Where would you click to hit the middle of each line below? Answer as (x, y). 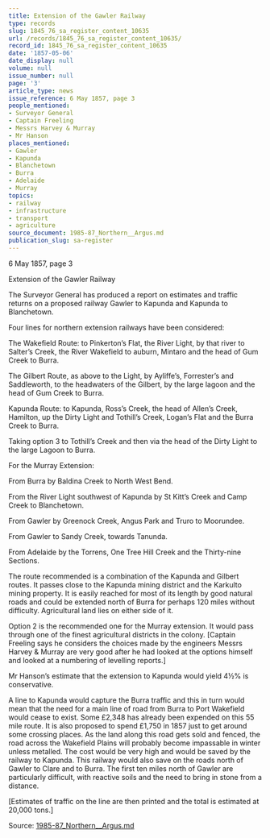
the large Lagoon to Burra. (52, 450)
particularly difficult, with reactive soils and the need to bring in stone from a (135, 777)
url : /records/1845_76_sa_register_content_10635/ (95, 38)
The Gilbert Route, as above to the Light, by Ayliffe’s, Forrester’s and (121, 375)
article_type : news (41, 91)
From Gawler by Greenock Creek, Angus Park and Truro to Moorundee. (127, 521)
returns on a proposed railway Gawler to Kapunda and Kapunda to (118, 303)
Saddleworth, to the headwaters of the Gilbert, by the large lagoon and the (132, 384)
